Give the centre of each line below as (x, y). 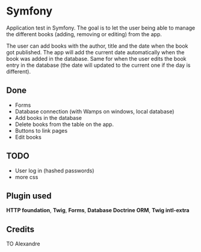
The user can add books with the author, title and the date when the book (97, 46)
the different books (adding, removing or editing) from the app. (84, 34)
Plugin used (29, 196)
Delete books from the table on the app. (64, 124)
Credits (20, 229)
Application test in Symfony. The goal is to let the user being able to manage (101, 28)
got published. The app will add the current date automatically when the (95, 52)
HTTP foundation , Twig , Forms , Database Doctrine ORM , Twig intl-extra (98, 210)
